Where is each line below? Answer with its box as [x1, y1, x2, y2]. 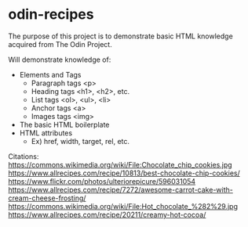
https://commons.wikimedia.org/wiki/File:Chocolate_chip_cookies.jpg [8, 160, 233, 169]
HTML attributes [19, 128, 73, 138]
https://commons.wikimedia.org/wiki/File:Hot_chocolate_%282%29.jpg [8, 201, 238, 211]
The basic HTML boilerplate [19, 120, 110, 129]
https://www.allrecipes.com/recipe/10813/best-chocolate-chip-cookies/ [8, 168, 241, 178]
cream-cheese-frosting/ [8, 193, 86, 203]
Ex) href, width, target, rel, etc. [31, 136, 130, 146]
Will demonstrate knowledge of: [8, 55, 111, 64]
